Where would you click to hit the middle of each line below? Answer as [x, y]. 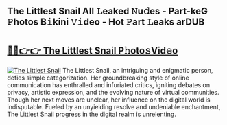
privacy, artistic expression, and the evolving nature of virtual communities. [113, 92]
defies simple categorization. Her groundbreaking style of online [98, 78]
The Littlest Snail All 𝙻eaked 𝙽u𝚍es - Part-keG [107, 11]
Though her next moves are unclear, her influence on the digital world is [109, 100]
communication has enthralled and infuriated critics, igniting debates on [109, 85]
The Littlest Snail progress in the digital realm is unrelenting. [92, 114]
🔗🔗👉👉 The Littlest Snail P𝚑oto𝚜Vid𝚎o [93, 50]
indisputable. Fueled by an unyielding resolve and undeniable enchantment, [114, 107]
